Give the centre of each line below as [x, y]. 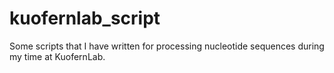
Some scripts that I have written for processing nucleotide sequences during [167, 46]
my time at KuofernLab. [57, 56]
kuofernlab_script [85, 18]
